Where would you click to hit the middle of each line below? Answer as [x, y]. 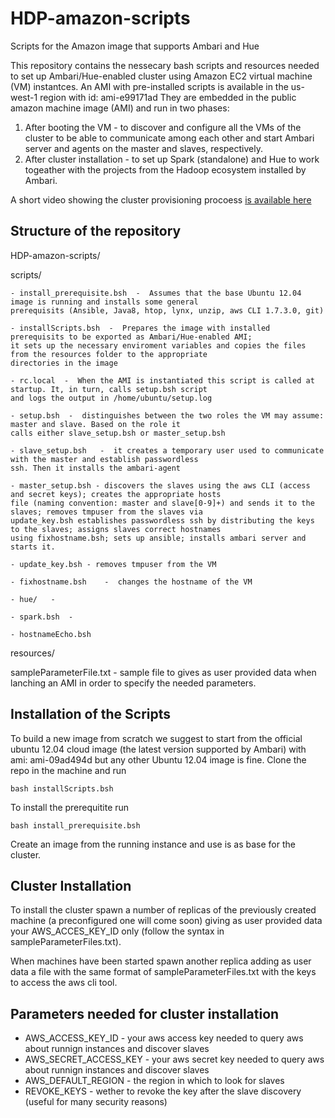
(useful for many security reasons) [96, 1102]
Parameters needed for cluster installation [145, 1013]
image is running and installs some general [104, 302]
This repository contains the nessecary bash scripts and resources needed [165, 65]
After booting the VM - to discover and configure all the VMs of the [163, 127]
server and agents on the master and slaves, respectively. [143, 148]
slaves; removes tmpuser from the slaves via [106, 512]
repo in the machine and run [68, 770]
